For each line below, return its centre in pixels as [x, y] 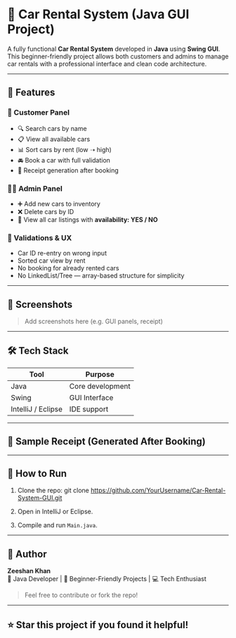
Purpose [100, 374]
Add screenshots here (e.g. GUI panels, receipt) [93, 321]
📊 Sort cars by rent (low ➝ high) [65, 149]
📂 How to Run [37, 474]
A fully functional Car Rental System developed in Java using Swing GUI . [114, 49]
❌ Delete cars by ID [46, 211]
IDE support [89, 409]
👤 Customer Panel [39, 113]
